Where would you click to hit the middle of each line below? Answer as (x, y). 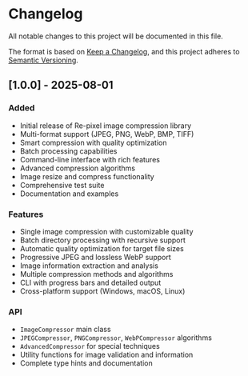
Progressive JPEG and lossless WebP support (96, 257)
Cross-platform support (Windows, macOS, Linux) (102, 291)
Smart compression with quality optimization (93, 142)
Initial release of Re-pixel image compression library (106, 126)
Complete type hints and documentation (86, 363)
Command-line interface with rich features (90, 159)
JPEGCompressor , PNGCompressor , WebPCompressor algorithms (116, 338)
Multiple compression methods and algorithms (96, 274)
